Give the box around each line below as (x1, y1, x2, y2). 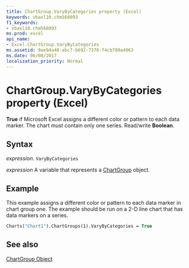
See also (6, 240, 39, 250)
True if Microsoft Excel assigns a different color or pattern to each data (6, 116, 180, 123)
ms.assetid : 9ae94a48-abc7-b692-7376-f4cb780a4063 (6, 47, 134, 53)
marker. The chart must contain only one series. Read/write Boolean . (6, 122, 175, 129)
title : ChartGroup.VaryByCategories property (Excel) (6, 8, 142, 15)
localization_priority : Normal (6, 58, 84, 64)
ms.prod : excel (6, 31, 44, 37)
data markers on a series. (6, 212, 68, 219)
